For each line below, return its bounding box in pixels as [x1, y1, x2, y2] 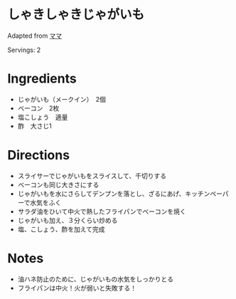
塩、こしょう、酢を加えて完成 [17, 225, 105, 234]
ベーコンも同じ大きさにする [17, 180, 100, 189]
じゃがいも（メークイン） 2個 [17, 95, 107, 103]
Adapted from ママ [7, 31, 63, 40]
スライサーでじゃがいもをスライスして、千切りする [17, 172, 167, 180]
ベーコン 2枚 [17, 104, 60, 112]
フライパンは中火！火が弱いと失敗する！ [17, 283, 137, 292]
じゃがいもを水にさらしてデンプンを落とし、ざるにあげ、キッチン [17, 189, 210, 198]
